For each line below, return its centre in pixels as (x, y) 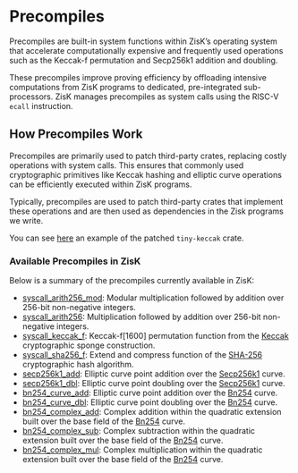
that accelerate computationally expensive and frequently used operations (146, 50)
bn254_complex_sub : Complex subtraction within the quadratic (139, 431)
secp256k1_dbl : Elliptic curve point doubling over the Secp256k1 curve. (153, 384)
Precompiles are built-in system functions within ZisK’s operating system (143, 41)
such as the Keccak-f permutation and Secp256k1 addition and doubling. (144, 60)
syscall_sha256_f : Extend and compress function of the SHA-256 (142, 355)
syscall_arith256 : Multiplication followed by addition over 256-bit (141, 317)
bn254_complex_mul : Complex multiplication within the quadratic (142, 450)
